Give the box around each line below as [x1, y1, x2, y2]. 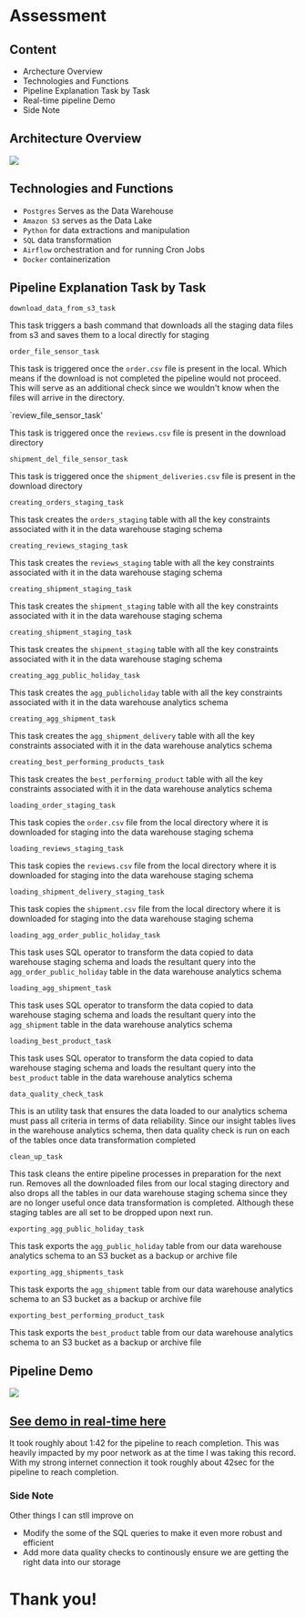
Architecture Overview [9, 131, 142, 147]
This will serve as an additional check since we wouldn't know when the [9, 383, 280, 394]
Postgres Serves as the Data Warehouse [22, 205, 174, 216]
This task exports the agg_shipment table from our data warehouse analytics [9, 1284, 294, 1295]
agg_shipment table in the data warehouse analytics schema [9, 1019, 233, 1030]
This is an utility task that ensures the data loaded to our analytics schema [9, 1106, 289, 1117]
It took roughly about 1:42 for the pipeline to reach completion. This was [9, 1438, 280, 1449]
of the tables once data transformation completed [9, 1135, 196, 1146]
